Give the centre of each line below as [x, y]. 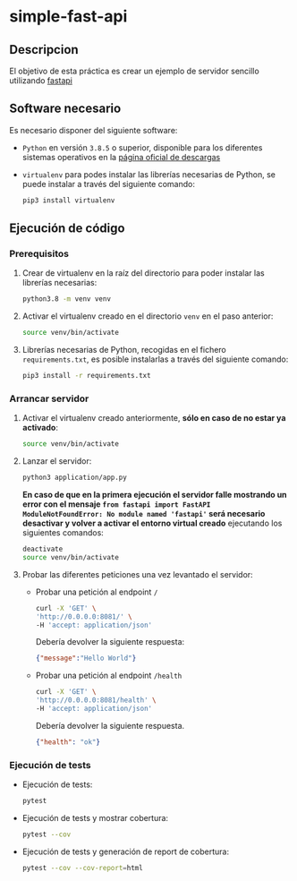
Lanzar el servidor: [57, 461]
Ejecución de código [67, 229]
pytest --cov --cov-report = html [82, 868]
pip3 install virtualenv [68, 200]
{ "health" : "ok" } [68, 742]
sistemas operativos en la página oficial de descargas [121, 157]
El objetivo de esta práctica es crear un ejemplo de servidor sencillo [134, 71]
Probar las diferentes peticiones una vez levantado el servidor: [137, 574]
